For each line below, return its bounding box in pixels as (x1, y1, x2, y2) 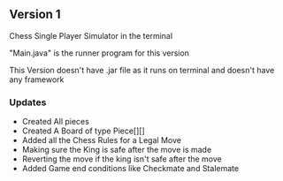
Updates (9, 96, 47, 109)
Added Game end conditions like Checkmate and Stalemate (21, 163, 240, 174)
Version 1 (9, 7, 61, 22)
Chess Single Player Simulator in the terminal (9, 30, 173, 41)
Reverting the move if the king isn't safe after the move (21, 154, 223, 164)
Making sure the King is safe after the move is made (21, 145, 212, 155)
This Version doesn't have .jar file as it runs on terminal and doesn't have (9, 64, 275, 75)
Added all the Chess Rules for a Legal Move (21, 135, 181, 146)
